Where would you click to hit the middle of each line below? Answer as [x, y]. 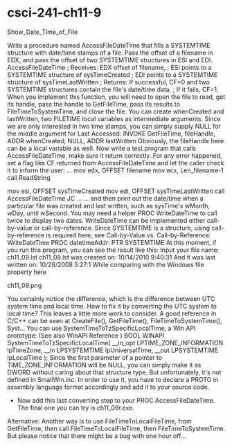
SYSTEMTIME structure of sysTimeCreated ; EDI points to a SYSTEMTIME [113, 75]
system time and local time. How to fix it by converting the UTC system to [112, 306]
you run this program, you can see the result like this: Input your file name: [113, 250]
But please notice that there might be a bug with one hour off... [97, 436]
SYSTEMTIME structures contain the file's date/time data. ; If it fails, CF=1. [113, 89]
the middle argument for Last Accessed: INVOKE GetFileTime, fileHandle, [111, 134]
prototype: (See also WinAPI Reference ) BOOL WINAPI [86, 335]
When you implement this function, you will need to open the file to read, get [116, 97]
